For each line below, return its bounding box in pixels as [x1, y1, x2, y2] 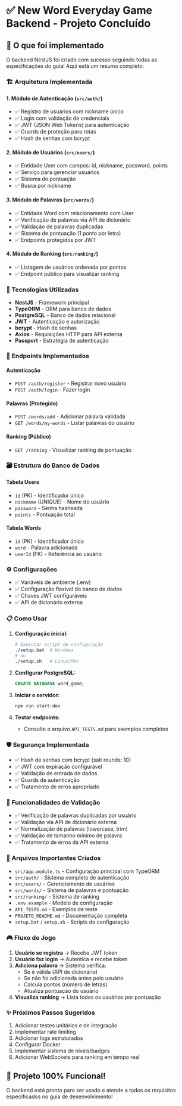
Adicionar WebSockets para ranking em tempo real [14, 1054, 140, 1061]
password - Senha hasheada [14, 504, 83, 511]
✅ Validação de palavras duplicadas [14, 223, 103, 230]
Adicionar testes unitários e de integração [14, 1022, 118, 1029]
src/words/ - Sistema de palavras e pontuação [14, 886, 129, 894]
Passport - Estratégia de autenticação [14, 337, 109, 344]
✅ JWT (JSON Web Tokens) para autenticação [14, 122, 130, 129]
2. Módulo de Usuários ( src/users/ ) [6, 148, 95, 156]
